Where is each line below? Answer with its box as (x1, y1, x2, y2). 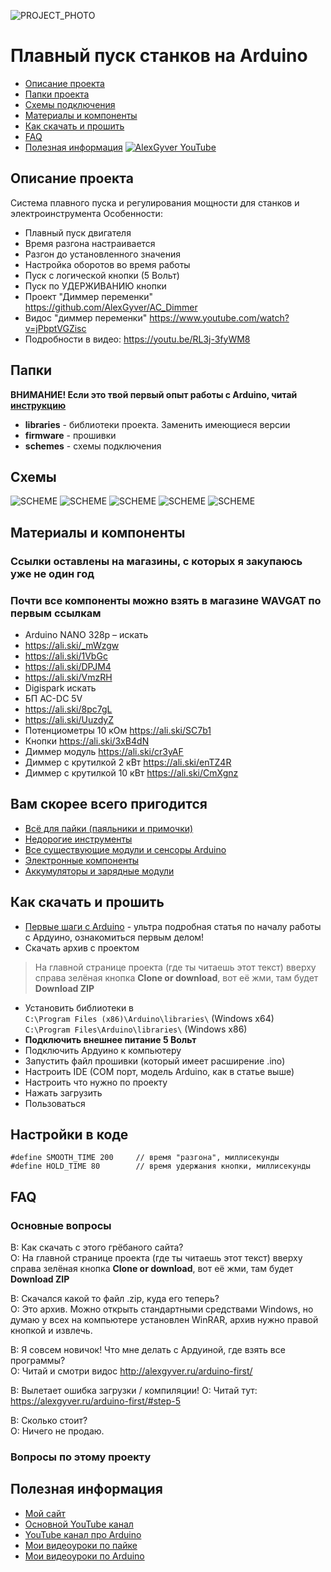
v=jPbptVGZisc (24, 322, 87, 334)
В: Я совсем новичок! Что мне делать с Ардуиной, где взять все (10, 1344, 286, 1356)
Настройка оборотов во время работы (24, 258, 191, 270)
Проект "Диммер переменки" (24, 290, 153, 302)
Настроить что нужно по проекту (24, 1076, 168, 1088)
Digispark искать (24, 681, 97, 694)
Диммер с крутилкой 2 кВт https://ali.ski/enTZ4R (24, 756, 232, 768)
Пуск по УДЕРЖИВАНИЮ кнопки (24, 280, 167, 292)
